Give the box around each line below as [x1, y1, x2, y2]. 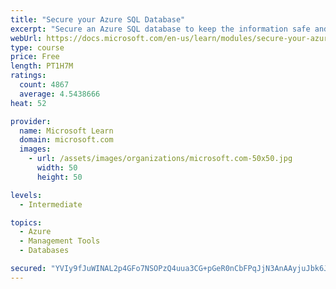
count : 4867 [19, 80, 70, 90]
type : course [10, 42, 65, 53]
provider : [10, 116, 52, 126]
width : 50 [36, 163, 78, 173]
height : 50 [36, 172, 83, 182]
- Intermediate [19, 199, 83, 210]
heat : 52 [10, 98, 47, 108]
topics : [10, 217, 43, 228]
